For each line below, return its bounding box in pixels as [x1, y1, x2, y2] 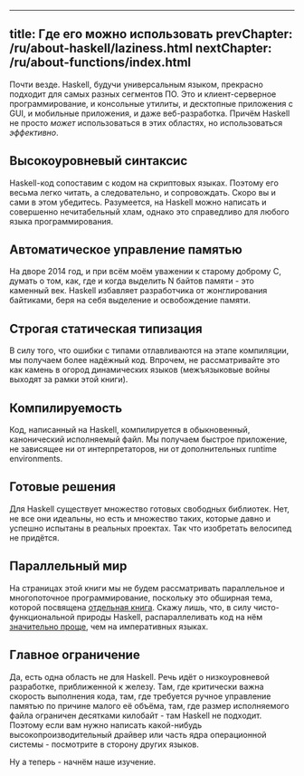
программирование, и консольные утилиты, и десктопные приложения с [9, 98, 294, 109]
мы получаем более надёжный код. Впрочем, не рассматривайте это [9, 355, 280, 366]
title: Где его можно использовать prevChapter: [9, 26, 293, 42]
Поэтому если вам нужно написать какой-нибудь [9, 719, 202, 730]
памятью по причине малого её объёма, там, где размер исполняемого [9, 700, 290, 711]
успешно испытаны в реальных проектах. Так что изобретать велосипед [9, 522, 292, 533]
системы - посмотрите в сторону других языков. [9, 739, 199, 750]
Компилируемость [9, 400, 123, 416]
